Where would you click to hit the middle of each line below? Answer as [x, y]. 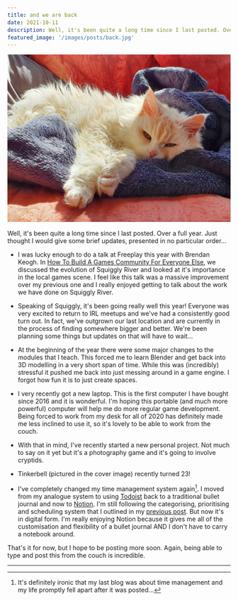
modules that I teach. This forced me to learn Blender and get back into [121, 357]
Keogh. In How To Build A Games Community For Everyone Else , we [117, 262]
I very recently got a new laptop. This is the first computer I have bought [123, 394]
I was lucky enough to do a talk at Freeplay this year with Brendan [114, 254]
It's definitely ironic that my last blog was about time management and [120, 582]
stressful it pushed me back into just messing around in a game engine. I [123, 373]
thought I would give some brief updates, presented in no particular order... [117, 241]
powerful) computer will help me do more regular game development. [119, 409]
